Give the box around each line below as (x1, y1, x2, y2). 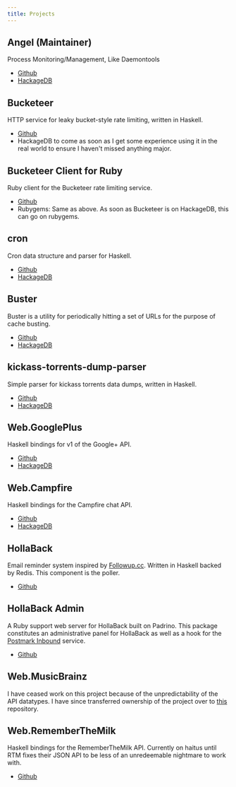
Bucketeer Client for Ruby (7, 165, 123, 177)
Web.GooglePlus (7, 421, 82, 433)
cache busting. (7, 319, 51, 328)
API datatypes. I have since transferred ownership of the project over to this (7, 697, 228, 705)
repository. (7, 704, 39, 713)
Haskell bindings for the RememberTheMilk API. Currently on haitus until (7, 743, 217, 752)
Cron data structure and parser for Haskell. (7, 252, 132, 260)
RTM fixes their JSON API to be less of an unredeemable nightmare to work (7, 751, 227, 759)
